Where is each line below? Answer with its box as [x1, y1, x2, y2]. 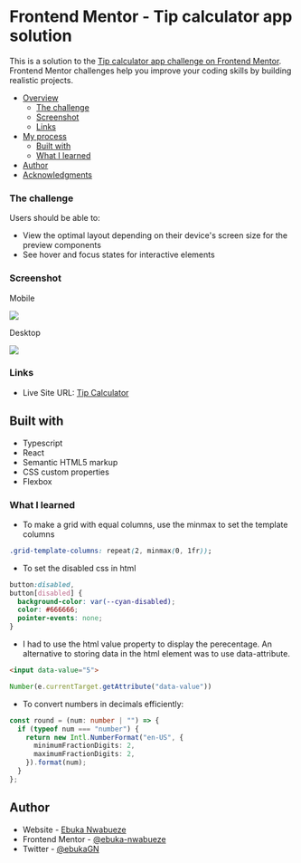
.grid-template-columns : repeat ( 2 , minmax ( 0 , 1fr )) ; [9, 546, 212, 555]
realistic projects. [9, 74, 74, 85]
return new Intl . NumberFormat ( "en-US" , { [25, 733, 183, 742]
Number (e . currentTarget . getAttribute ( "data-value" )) [9, 682, 212, 691]
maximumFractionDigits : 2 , [33, 750, 136, 759]
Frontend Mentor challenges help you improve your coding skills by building [9, 65, 292, 76]
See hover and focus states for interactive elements [22, 249, 215, 260]
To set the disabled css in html [22, 562, 136, 573]
